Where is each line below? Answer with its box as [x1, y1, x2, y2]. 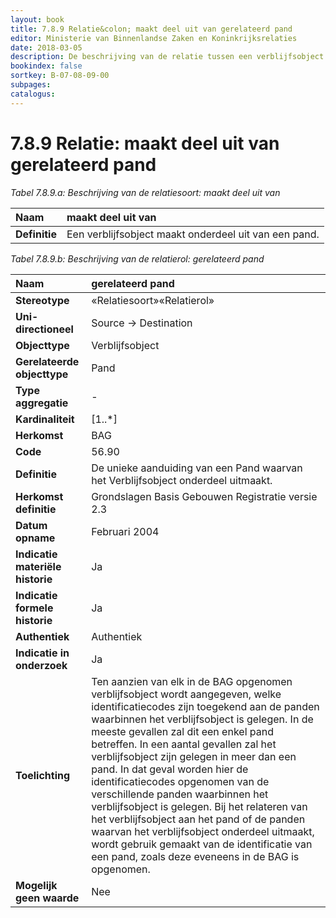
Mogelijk [15, 878, 58, 892]
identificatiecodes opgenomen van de [91, 774, 270, 788]
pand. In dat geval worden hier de [91, 762, 249, 776]
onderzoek [15, 658, 68, 672]
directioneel [15, 322, 74, 336]
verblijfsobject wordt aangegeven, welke [91, 687, 282, 701]
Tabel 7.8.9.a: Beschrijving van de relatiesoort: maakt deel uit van [10, 186, 281, 198]
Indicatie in [15, 646, 70, 660]
